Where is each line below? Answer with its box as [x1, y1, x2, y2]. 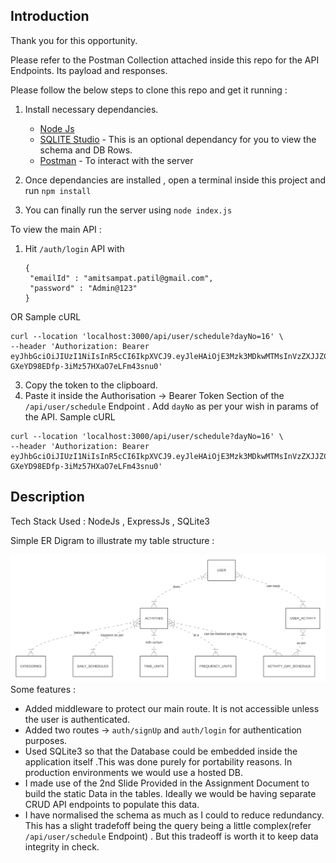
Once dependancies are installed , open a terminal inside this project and [24, 174, 326, 186]
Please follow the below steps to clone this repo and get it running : [10, 84, 288, 96]
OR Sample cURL [10, 310, 82, 323]
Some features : [10, 683, 77, 695]
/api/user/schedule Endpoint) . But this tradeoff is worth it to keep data [24, 830, 319, 842]
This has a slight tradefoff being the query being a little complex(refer [24, 819, 312, 831]
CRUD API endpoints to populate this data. [24, 798, 200, 810]
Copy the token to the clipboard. [24, 379, 158, 391]
